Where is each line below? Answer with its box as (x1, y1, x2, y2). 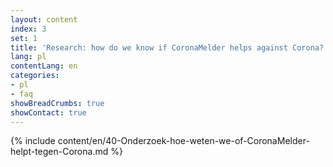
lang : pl (10, 52, 47, 62)
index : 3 (10, 24, 47, 34)
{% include (10, 135, 56, 147)
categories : (10, 71, 60, 81)
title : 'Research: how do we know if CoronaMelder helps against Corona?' (10, 42, 329, 53)
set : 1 (10, 33, 38, 43)
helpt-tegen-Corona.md (10, 146, 109, 158)
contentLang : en (10, 61, 78, 71)
